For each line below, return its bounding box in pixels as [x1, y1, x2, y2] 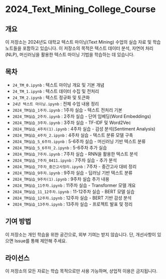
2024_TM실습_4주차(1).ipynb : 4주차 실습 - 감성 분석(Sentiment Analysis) [12, 125, 155, 131]
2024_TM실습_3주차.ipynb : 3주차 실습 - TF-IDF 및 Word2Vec [12, 119, 131, 125]
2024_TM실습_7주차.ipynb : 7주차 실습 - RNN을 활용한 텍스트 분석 [12, 151, 138, 157]
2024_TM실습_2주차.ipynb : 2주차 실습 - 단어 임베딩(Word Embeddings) [12, 113, 151, 119]
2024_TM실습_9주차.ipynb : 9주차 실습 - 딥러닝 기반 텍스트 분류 [12, 170, 133, 176]
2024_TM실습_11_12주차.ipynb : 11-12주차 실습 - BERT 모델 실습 [12, 188, 135, 194]
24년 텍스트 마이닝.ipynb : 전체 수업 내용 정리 [12, 100, 99, 106]
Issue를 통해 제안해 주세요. [14, 237, 67, 244]
